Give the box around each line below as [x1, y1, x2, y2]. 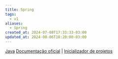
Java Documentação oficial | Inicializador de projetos [5, 48, 113, 54]
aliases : [5, 21, 23, 26]
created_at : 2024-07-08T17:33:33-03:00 [5, 30, 87, 35]
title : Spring [5, 7, 34, 12]
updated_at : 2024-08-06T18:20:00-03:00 [5, 35, 87, 40]
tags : [5, 12, 16, 17]
